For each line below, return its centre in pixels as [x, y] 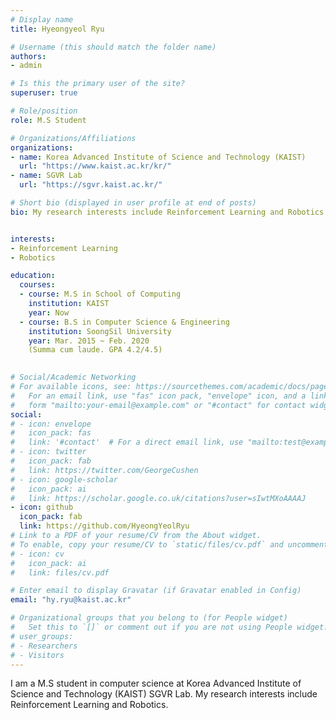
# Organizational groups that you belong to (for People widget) [149, 618]
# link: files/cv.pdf [60, 572]
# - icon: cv [37, 554]
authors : [28, 56]
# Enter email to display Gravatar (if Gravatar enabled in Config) [156, 591]
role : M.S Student [48, 120]
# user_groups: [42, 636]
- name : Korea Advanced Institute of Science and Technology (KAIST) [158, 157]
